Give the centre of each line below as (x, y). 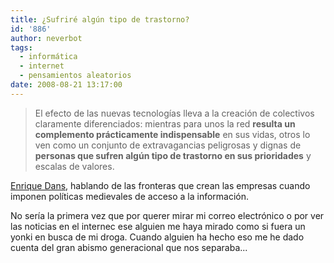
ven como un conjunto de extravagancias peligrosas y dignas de (168, 145)
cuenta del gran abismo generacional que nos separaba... (129, 247)
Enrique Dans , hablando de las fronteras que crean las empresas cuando (160, 185)
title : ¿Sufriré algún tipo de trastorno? (100, 19)
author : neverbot (46, 38)
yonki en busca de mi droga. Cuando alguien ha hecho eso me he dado (157, 237)
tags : (21, 47)
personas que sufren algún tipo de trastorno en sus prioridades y (173, 155)
